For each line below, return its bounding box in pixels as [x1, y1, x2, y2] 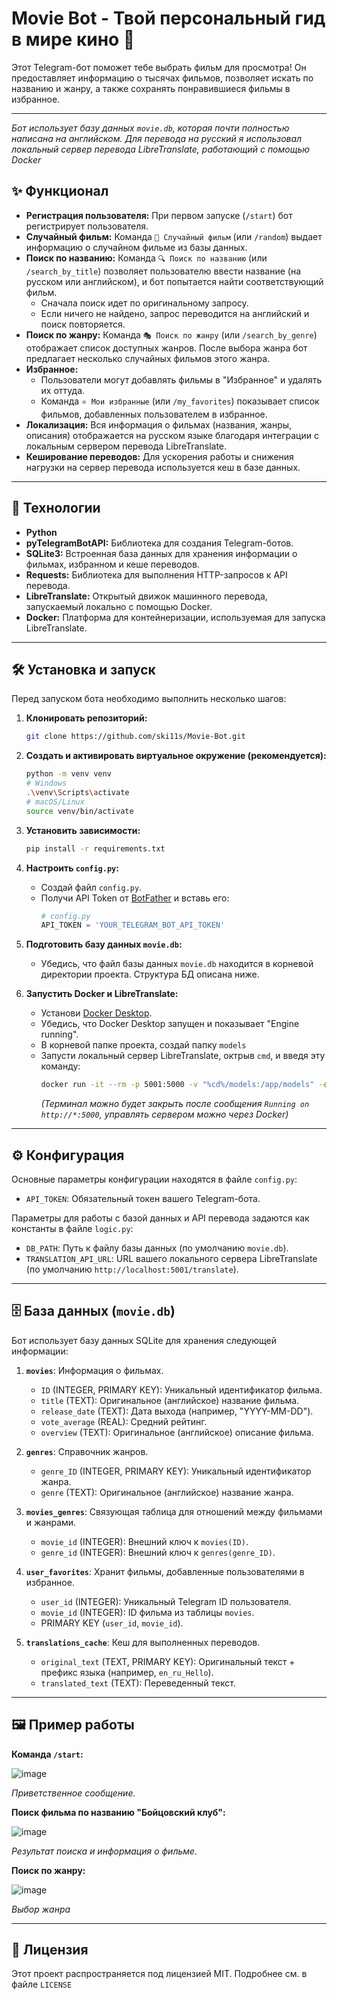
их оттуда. [40, 384, 86, 396]
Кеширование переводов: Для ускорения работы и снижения [25, 450, 294, 462]
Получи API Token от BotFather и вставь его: [40, 892, 230, 904]
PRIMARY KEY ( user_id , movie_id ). [40, 1617, 184, 1629]
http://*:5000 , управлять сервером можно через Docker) [40, 1108, 289, 1121]
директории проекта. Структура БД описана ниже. [40, 968, 260, 981]
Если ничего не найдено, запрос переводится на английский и [40, 307, 310, 319]
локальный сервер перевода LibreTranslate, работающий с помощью [11, 143, 311, 155]
